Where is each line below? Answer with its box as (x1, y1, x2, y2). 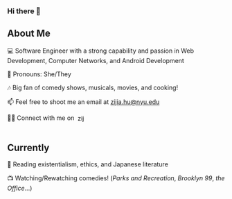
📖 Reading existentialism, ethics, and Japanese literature (7, 160, 168, 168)
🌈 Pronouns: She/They (7, 69, 71, 78)
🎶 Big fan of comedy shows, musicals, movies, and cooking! (7, 83, 179, 92)
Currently (7, 141, 50, 153)
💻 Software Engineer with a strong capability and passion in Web (7, 46, 195, 55)
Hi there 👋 (7, 6, 42, 16)
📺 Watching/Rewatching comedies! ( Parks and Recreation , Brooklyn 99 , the (7, 174, 225, 182)
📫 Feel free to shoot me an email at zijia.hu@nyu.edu (7, 97, 160, 106)
